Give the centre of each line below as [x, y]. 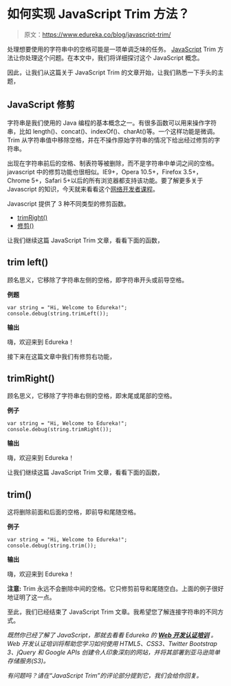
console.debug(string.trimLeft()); [58, 313]
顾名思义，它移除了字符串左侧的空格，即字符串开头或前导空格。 [97, 280]
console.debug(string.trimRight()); [59, 430]
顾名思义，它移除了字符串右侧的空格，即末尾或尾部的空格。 [91, 396]
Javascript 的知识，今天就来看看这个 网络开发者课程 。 [83, 189]
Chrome [19, 180]
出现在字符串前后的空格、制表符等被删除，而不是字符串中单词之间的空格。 [112, 163]
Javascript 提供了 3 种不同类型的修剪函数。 [69, 203]
